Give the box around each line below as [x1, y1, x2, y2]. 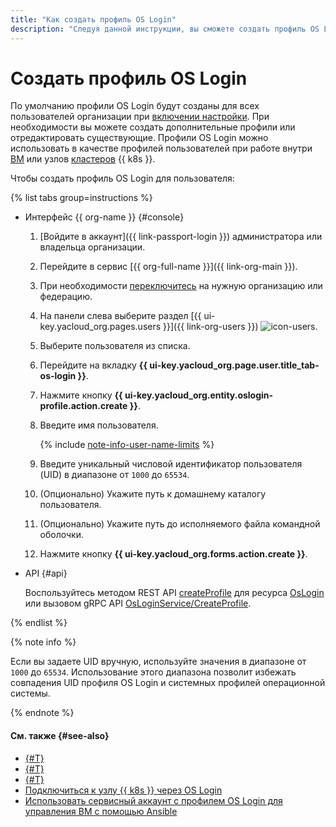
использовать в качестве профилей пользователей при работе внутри [10, 142, 313, 155]
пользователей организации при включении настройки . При [10, 111, 270, 123]
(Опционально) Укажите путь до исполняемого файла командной [39, 518, 321, 530]
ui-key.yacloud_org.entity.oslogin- [124, 389, 274, 401]
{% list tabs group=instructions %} [10, 192, 153, 204]
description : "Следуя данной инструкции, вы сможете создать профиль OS [10, 24, 320, 34]
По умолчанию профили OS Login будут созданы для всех [10, 100, 260, 112]
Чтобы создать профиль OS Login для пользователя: [10, 172, 235, 185]
